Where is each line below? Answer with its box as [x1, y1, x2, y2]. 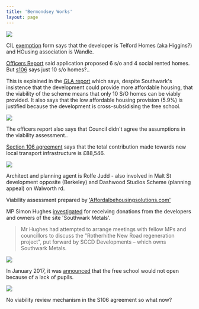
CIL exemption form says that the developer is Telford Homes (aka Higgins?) [6, 42, 192, 49]
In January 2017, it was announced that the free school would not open [6, 267, 179, 274]
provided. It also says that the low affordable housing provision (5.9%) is [6, 96, 183, 103]
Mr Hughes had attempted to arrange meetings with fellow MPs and [20, 225, 187, 232]
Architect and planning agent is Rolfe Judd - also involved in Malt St [6, 172, 172, 179]
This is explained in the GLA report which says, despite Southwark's [6, 77, 172, 84]
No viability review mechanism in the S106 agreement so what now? [6, 296, 172, 303]
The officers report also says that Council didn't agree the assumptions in [6, 125, 185, 133]
